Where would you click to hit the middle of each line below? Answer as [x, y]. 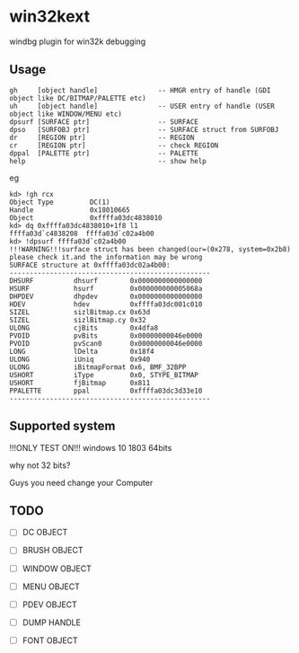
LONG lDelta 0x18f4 [82, 351]
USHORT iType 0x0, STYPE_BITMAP [104, 375]
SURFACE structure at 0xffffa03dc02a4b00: [90, 265]
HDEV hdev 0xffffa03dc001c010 [106, 304]
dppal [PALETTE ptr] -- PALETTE [104, 153]
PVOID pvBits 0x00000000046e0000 [106, 335]
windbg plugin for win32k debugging [78, 41]
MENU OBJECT [51, 587]
